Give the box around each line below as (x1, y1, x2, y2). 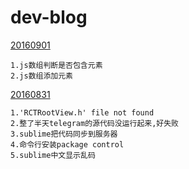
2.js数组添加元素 (10, 71, 73, 81)
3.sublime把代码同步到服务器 (10, 129, 118, 139)
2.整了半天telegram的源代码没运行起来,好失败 (10, 118, 179, 128)
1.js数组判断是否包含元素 (10, 60, 103, 70)
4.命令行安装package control (10, 139, 125, 150)
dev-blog (10, 6, 88, 29)
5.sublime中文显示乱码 (10, 150, 96, 160)
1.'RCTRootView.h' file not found (10, 107, 155, 118)
